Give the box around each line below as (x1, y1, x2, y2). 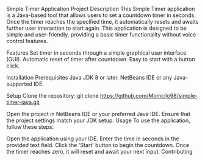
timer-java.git (6, 98, 40, 106)
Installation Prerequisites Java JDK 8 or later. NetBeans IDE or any (6, 74, 173, 81)
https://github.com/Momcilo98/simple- (99, 92, 198, 99)
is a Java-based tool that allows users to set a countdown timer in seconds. (6, 12, 196, 19)
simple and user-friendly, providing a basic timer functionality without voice (6, 31, 196, 38)
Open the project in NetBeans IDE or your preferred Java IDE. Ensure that (6, 111, 190, 117)
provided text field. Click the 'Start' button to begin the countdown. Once (6, 142, 190, 148)
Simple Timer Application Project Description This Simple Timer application (6, 5, 195, 12)
